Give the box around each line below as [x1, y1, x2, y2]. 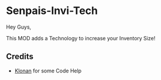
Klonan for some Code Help [14, 67, 82, 74]
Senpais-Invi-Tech [6, 4, 98, 18]
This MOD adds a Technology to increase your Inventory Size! [6, 34, 156, 41]
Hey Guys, [6, 23, 32, 30]
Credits [6, 51, 34, 62]
